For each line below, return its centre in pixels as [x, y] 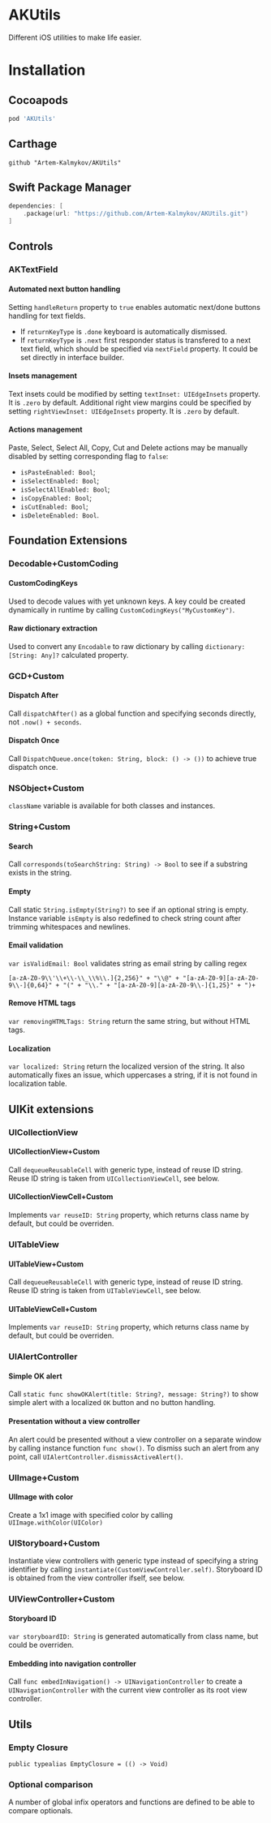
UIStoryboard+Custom [54, 1543]
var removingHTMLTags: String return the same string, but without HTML [129, 1021]
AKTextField [33, 269]
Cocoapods [39, 100]
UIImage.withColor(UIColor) [56, 1523]
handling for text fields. [47, 316]
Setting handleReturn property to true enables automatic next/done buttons [135, 307]
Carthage [33, 144]
